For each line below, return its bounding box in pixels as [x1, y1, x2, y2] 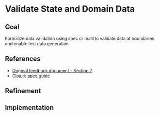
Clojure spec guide [12, 73, 50, 79]
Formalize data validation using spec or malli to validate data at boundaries [5, 35, 154, 41]
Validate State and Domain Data [5, 3, 135, 15]
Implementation [5, 103, 54, 112]
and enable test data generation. [5, 41, 70, 47]
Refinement [5, 87, 41, 95]
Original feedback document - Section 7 [12, 67, 93, 73]
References [5, 55, 41, 63]
